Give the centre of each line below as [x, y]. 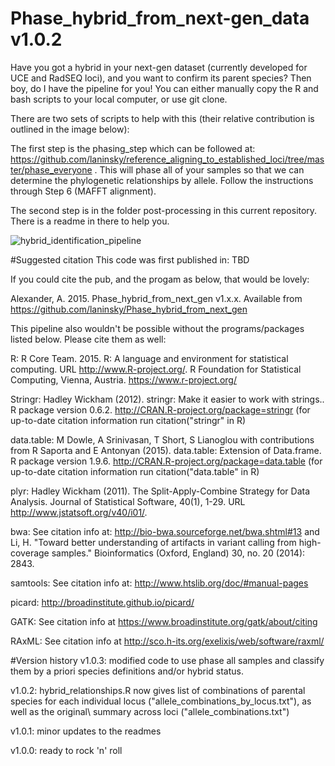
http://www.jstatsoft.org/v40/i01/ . [79, 512]
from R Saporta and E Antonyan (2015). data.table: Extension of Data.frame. [166, 450]
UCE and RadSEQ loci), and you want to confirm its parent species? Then [161, 78]
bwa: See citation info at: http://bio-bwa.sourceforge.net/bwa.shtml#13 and [165, 531]
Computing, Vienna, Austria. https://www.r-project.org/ [123, 379]
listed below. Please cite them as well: [88, 339]
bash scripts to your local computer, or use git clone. [119, 99]
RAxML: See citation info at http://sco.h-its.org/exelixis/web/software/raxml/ [167, 641]
